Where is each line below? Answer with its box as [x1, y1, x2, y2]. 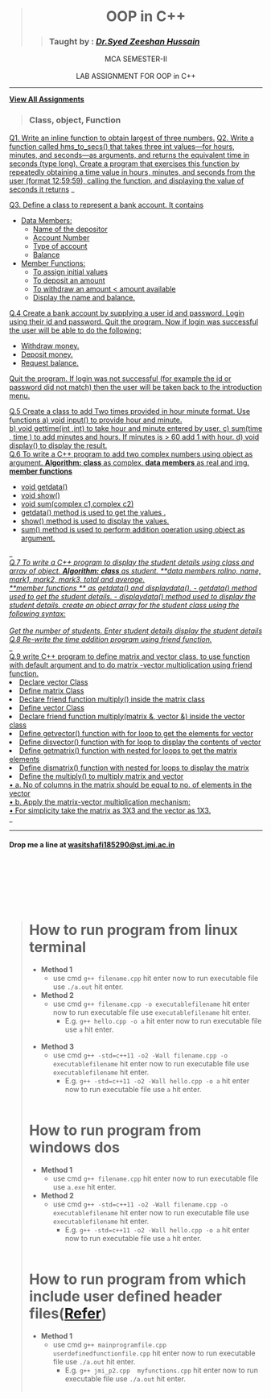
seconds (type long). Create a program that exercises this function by [9, 159, 240, 168]
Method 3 [40, 1041, 75, 1051]
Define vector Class [19, 702, 85, 712]
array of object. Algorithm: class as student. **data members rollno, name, [9, 565, 261, 575]
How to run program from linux [28, 921, 238, 939]
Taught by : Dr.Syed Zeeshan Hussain [48, 36, 200, 48]
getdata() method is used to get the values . [20, 507, 166, 517]
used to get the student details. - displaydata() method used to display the [9, 591, 257, 601]
